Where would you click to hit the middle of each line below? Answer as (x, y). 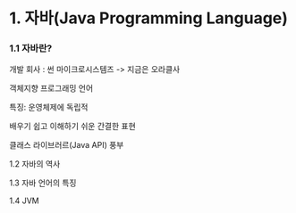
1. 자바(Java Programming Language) (149, 18)
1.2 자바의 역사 (35, 164)
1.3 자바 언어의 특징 (43, 183)
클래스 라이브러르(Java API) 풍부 (67, 145)
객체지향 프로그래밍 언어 (51, 88)
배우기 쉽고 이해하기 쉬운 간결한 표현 (72, 127)
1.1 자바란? (31, 48)
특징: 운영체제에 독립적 (49, 107)
